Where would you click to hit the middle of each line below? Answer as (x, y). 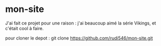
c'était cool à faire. (24, 28)
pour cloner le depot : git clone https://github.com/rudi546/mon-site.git (79, 38)
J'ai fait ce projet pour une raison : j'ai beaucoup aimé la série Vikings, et (81, 23)
